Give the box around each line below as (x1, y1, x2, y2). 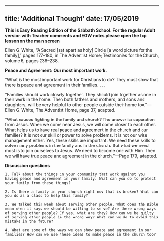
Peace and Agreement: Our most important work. (5, 67, 107, 73)
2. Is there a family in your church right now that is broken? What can (5, 189, 159, 194)
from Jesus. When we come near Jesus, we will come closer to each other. (5, 121, 156, 127)
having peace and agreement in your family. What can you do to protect (5, 176, 156, 181)
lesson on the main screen (5, 38, 60, 44)
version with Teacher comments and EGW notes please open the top (5, 32, 147, 38)
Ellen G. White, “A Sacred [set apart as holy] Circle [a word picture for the (5, 47, 153, 53)
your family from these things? (5, 180, 71, 185)
